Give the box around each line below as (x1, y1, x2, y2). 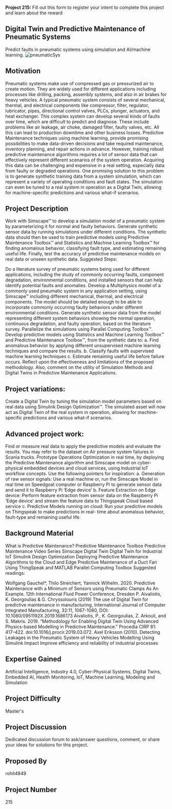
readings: (5, 570, 26, 576)
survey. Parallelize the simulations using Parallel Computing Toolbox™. (5, 326, 153, 332)
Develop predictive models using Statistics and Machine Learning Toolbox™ (5, 331, 164, 338)
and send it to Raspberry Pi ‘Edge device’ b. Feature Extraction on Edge (5, 487, 156, 493)
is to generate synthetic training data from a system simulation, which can (5, 173, 161, 179)
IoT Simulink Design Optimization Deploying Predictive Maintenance (5, 553, 148, 559)
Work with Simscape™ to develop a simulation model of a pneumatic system (5, 218, 165, 224)
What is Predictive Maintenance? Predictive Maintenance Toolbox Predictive (5, 542, 166, 549)
